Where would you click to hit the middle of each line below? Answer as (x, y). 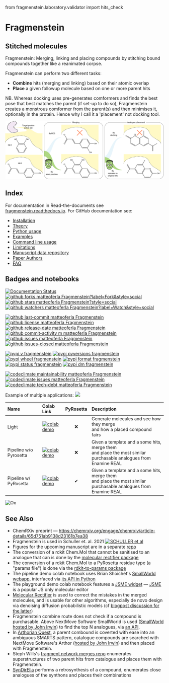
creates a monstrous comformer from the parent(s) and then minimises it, (81, 109)
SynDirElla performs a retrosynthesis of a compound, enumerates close (87, 670)
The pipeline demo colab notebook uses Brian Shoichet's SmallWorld (84, 574)
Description (104, 409)
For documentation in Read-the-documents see (55, 205)
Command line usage (34, 242)
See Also (19, 519)
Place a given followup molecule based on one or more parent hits (81, 88)
